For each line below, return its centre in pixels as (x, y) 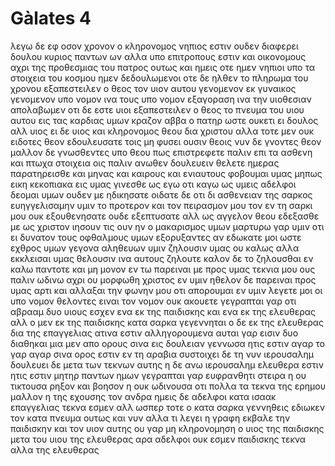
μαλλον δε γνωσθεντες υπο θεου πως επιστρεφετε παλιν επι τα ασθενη (161, 152)
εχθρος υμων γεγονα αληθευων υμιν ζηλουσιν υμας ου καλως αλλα (155, 248)
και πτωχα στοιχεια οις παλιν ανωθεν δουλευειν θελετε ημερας (145, 163)
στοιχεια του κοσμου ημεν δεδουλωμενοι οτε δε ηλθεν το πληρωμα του (159, 78)
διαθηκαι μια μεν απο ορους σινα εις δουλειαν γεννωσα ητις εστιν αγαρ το (167, 343)
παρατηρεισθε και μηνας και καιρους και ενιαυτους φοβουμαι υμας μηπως (166, 173)
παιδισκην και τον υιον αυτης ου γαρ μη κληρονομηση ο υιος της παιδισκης (167, 428)
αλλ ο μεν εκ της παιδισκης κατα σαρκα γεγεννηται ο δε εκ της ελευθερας (167, 322)
